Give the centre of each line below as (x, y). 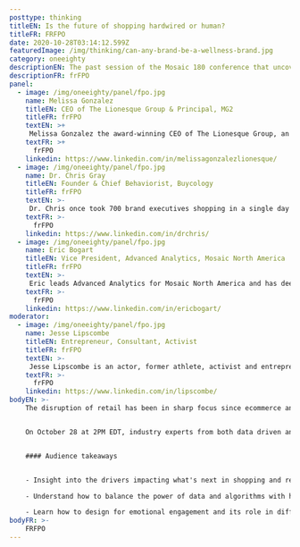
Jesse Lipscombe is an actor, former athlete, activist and (143, 366)
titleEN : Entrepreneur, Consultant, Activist (112, 341)
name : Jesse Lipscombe (67, 333)
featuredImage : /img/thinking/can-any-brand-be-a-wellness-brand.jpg (142, 51)
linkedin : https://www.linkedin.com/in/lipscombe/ (121, 391)
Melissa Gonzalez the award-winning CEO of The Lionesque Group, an (159, 134)
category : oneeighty (48, 59)
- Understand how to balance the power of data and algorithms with (155, 496)
